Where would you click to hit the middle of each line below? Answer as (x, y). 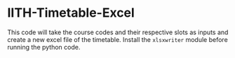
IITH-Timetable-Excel (71, 13)
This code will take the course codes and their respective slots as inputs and (118, 32)
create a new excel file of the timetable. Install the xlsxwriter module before (117, 39)
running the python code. (44, 47)
